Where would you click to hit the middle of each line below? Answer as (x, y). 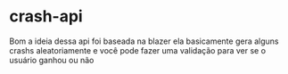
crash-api (46, 16)
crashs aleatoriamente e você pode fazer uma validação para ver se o (137, 50)
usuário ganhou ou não (52, 60)
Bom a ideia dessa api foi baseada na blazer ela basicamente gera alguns (144, 41)
